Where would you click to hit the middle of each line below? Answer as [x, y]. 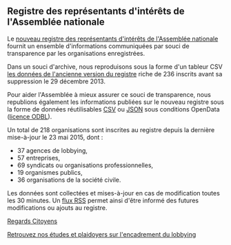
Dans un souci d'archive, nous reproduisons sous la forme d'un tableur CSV [115, 66]
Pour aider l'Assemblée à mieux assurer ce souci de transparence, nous [109, 94]
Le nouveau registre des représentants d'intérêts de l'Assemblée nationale [113, 39]
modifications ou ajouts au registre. [57, 207]
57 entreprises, [39, 158]
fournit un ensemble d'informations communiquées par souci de [98, 46]
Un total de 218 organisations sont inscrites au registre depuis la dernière [111, 129]
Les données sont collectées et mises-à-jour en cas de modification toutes [114, 193]
